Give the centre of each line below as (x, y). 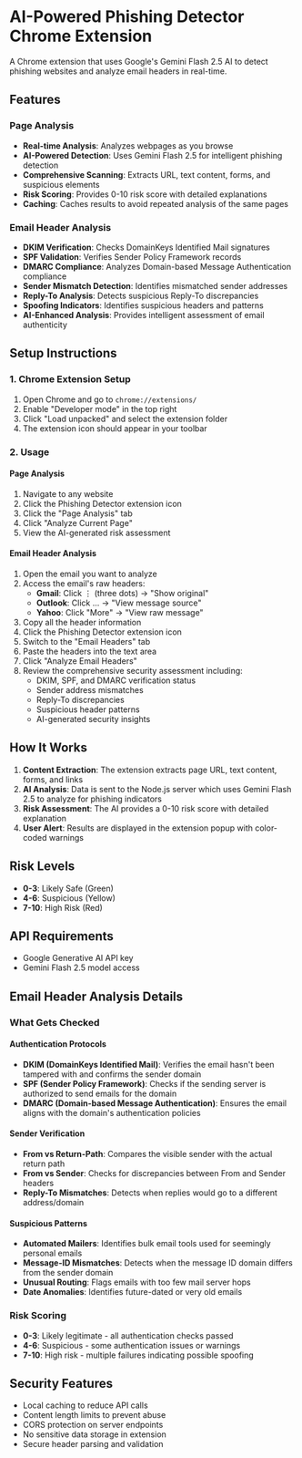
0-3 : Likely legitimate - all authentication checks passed (128, 1335)
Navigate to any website (68, 493)
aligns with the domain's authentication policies (112, 1112)
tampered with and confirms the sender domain (112, 1074)
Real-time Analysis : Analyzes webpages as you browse (128, 145)
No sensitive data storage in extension (94, 1434)
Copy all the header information (82, 622)
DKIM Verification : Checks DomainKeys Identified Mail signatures (146, 247)
